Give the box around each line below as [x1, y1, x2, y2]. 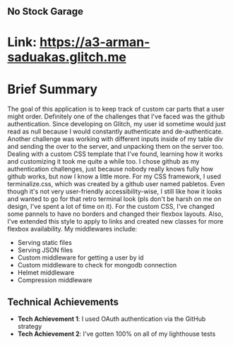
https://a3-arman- [40, 34, 150, 50]
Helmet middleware [17, 268, 75, 277]
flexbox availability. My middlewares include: [7, 224, 138, 233]
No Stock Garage [7, 6, 83, 18]
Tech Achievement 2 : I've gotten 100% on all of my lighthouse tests [17, 329, 216, 338]
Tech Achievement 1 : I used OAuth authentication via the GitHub [17, 315, 206, 323]
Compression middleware [17, 275, 92, 284]
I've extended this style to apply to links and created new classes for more [7, 217, 224, 225]
